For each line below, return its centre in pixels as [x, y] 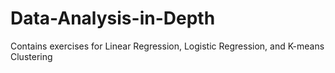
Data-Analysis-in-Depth [113, 18]
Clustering [31, 56]
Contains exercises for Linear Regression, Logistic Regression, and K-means [167, 46]
